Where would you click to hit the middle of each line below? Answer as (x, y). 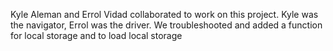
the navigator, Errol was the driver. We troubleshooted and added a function (166, 25)
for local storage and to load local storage (96, 35)
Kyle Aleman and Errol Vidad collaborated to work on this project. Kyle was (164, 14)
